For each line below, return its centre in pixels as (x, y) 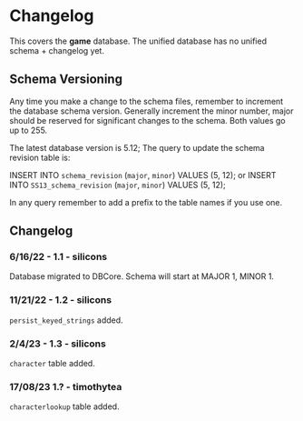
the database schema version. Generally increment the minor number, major (151, 111)
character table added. (52, 364)
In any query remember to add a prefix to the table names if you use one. (146, 202)
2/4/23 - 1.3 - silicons (58, 344)
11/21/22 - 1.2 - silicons (60, 300)
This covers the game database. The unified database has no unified (138, 41)
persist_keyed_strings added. (67, 320)
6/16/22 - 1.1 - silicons (58, 257)
